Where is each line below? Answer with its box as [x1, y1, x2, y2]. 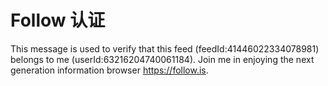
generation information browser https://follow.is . [10, 64, 209, 76]
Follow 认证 [10, 9, 106, 32]
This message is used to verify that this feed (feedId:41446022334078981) [10, 42, 320, 55]
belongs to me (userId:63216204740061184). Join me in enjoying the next [10, 53, 315, 65]
